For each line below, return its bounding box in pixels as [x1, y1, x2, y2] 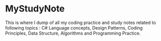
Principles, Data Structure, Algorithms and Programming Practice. [5, 30, 141, 36]
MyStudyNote [5, 3, 65, 14]
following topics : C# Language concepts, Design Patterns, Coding [5, 24, 143, 30]
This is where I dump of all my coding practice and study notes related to [5, 19, 156, 25]
